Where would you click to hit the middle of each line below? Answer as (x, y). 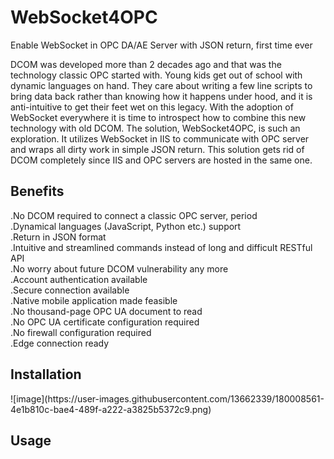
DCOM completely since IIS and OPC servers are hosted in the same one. (161, 160)
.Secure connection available (70, 290)
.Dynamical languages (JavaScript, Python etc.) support (126, 226)
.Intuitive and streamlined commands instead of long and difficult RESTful (161, 247)
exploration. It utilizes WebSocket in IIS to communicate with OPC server (160, 138)
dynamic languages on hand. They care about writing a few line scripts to (161, 85)
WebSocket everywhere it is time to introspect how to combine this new (158, 117)
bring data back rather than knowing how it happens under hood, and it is (161, 96)
